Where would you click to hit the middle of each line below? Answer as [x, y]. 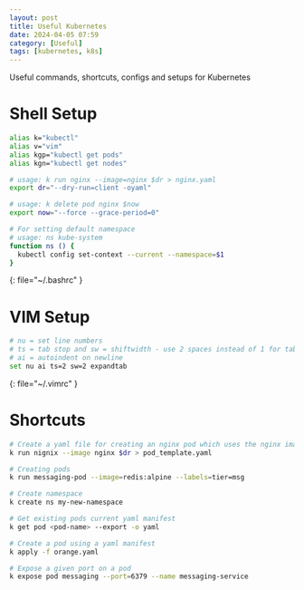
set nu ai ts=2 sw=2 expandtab [68, 366]
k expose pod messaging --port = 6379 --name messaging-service [129, 576]
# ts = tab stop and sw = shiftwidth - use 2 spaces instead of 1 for [145, 350]
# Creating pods [40, 469]
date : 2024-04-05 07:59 [54, 34]
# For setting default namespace [72, 229]
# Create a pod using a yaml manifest [82, 543]
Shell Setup [53, 114]
